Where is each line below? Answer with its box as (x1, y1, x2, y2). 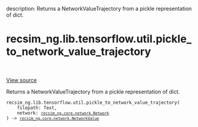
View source (6, 76, 37, 83)
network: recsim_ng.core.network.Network (17, 110, 109, 116)
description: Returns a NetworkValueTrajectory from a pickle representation (6, 5, 192, 12)
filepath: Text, (17, 104, 58, 111)
